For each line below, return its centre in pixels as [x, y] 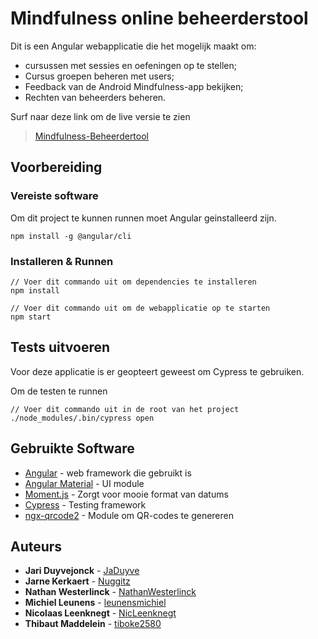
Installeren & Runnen [62, 261]
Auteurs [36, 546]
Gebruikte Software [72, 448]
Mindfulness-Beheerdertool [91, 136]
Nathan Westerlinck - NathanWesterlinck [110, 592]
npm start [31, 317]
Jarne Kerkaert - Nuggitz [77, 581]
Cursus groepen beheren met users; [99, 76]
